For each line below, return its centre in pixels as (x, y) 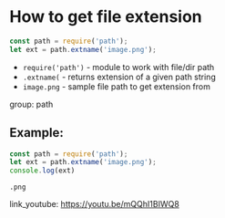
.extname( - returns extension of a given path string (119, 77)
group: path (31, 104)
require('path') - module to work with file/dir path (118, 67)
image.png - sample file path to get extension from (117, 86)
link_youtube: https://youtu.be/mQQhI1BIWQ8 (94, 204)
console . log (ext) (42, 171)
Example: (36, 133)
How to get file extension (106, 17)
